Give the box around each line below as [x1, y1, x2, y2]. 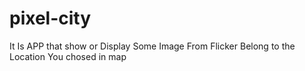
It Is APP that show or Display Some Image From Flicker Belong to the [9, 40, 296, 52]
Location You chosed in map [9, 50, 127, 62]
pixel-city [9, 7, 92, 30]
